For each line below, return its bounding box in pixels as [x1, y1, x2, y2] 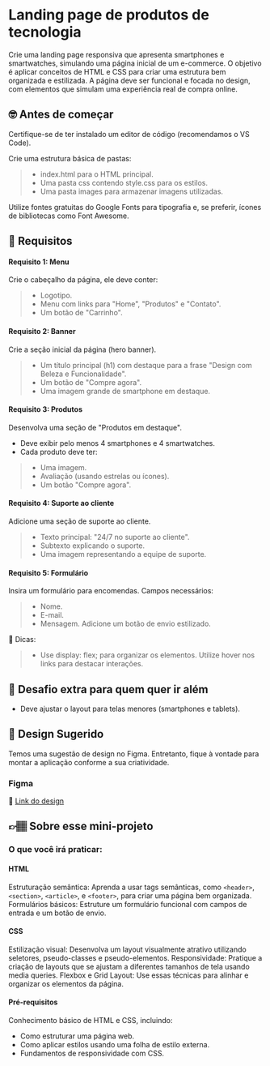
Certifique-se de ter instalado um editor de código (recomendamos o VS [8, 129, 250, 139]
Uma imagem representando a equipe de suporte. [40, 549, 207, 559]
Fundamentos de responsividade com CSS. [19, 1048, 164, 1058]
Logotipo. [40, 290, 73, 301]
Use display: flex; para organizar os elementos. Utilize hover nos [40, 650, 255, 660]
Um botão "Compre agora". [40, 480, 132, 490]
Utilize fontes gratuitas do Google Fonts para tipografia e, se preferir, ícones [8, 202, 262, 212]
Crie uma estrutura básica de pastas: [8, 153, 132, 163]
